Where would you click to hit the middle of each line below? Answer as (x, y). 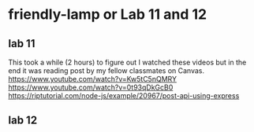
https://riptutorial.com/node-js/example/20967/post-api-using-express (124, 95)
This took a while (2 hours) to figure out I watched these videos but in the (127, 62)
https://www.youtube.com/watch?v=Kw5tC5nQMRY (93, 79)
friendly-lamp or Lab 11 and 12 (108, 15)
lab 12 (23, 121)
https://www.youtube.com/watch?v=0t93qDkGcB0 (91, 87)
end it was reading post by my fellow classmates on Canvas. (106, 71)
